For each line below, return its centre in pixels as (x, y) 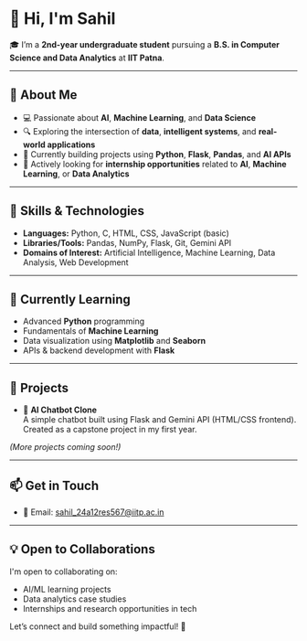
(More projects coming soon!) (65, 447)
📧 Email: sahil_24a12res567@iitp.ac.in (93, 512)
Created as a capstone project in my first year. (110, 430)
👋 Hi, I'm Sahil (63, 19)
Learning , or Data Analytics (76, 174)
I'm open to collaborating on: (64, 572)
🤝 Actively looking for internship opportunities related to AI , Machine (154, 164)
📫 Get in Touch (54, 485)
